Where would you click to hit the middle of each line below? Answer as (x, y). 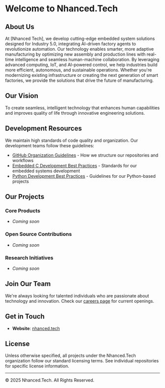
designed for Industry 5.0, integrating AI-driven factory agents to (71, 44)
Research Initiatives (29, 258)
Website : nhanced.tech (36, 328)
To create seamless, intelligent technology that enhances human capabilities (82, 108)
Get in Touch (25, 316)
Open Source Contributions (39, 234)
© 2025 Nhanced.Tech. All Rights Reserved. (50, 380)
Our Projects (25, 197)
